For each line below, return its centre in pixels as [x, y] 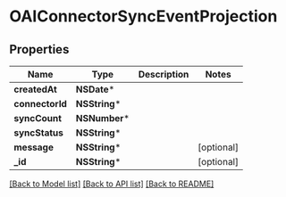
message [34, 147]
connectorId [40, 104]
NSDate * [95, 89]
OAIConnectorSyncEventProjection [143, 16]
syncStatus [39, 133]
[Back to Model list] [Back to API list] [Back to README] [112, 184]
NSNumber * [102, 118]
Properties [39, 49]
